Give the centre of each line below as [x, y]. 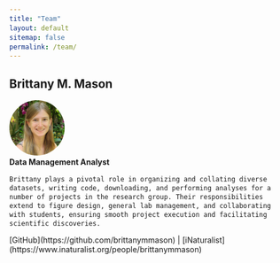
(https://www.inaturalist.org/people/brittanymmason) [105, 250]
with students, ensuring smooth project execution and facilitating [138, 215]
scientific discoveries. [55, 224]
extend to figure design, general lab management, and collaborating [140, 206]
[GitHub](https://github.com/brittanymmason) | [95, 240]
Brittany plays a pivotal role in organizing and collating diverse [138, 180]
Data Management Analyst [59, 162]
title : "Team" [35, 19]
